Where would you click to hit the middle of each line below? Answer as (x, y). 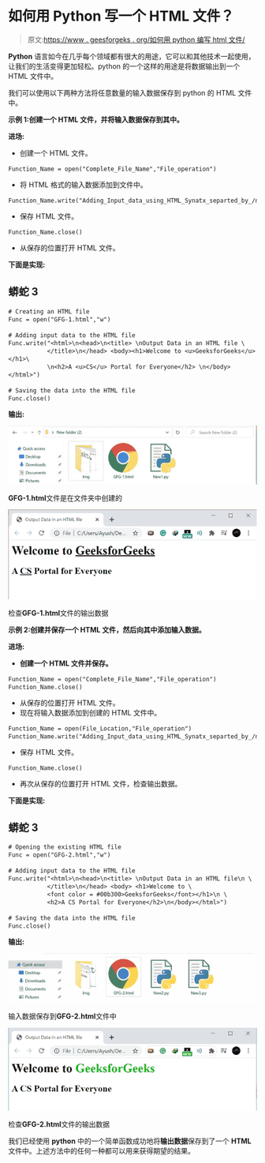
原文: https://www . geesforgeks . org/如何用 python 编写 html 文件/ (136, 39)
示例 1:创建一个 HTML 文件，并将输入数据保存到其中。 (96, 119)
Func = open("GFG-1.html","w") (60, 319)
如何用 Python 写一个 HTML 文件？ (121, 16)
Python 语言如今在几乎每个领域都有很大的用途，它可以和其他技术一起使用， (132, 56)
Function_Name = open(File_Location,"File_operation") (100, 728)
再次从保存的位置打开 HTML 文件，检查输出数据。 (101, 783)
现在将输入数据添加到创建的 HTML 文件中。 (90, 712)
